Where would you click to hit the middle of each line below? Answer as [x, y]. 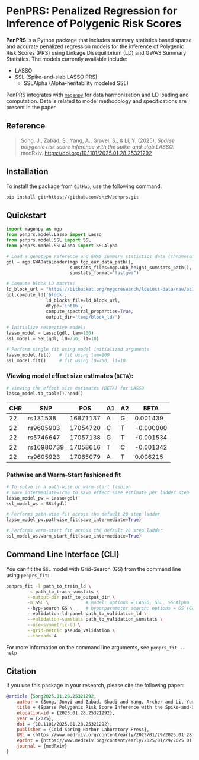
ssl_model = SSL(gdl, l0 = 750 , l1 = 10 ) [53, 339]
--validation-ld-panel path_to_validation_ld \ [87, 614]
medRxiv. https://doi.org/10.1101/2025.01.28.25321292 [86, 153]
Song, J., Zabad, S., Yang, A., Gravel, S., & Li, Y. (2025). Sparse [98, 140]
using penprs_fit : [28, 575]
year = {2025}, [36, 718]
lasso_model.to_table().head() [45, 394]
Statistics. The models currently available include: [67, 59]
